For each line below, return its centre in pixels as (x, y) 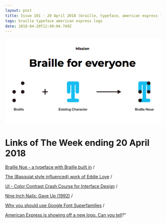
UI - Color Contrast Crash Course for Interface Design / (61, 186)
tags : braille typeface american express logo (54, 21)
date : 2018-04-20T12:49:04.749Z (38, 26)
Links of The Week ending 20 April (77, 143)
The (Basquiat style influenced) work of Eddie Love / (59, 177)
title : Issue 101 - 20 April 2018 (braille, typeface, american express (82, 16)
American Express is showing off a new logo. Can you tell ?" (66, 215)
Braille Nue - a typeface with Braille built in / (50, 167)
